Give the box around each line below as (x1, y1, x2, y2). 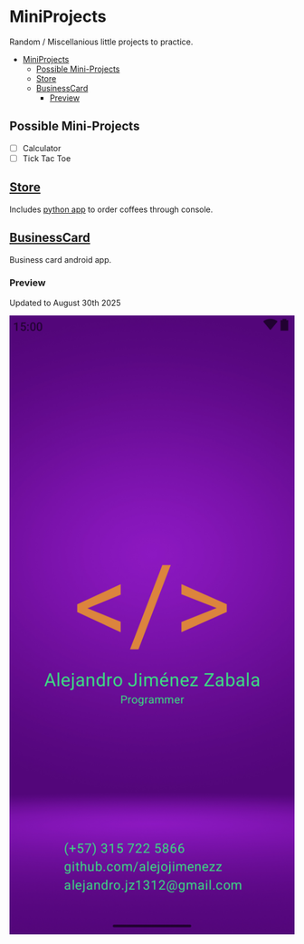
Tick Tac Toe (22, 152, 71, 164)
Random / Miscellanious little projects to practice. (9, 36, 194, 47)
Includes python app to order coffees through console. (9, 204, 214, 215)
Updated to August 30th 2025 (9, 297, 121, 308)
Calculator (22, 142, 62, 153)
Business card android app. (9, 254, 111, 265)
